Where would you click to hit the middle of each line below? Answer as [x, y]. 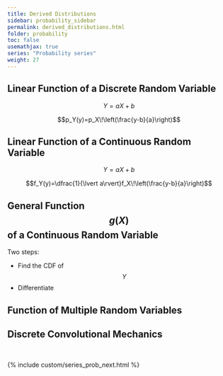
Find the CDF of [41, 266]
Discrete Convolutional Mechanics [85, 334]
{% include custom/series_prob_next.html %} [74, 365]
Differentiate [36, 288]
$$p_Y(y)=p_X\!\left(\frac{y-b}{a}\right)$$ [119, 119]
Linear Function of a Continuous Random [99, 141]
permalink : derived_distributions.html [66, 27]
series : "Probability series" [52, 54]
